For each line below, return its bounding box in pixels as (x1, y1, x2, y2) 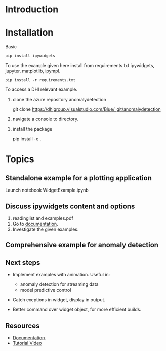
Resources (5, 321, 40, 330)
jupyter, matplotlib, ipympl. (5, 68, 61, 74)
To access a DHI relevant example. (5, 86, 77, 92)
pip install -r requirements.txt (5, 78, 76, 83)
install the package (12, 126, 52, 132)
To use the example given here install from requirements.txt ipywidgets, (5, 62, 155, 69)
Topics (5, 153, 34, 165)
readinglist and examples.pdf (12, 215, 73, 221)
